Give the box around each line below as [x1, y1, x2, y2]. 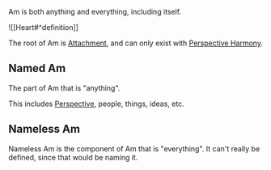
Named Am [8, 62, 66, 75]
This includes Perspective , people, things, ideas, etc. [8, 99, 184, 108]
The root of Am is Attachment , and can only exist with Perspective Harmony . [8, 38, 263, 48]
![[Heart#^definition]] [8, 23, 79, 32]
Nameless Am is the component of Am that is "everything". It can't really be [8, 143, 260, 153]
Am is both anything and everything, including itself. [8, 7, 182, 16]
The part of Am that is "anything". [8, 83, 121, 92]
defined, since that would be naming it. [8, 152, 138, 162]
